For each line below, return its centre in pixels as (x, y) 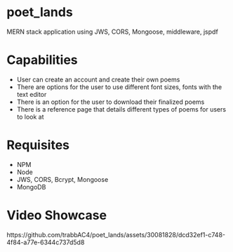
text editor (32, 94)
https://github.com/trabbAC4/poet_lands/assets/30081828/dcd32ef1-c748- (116, 234)
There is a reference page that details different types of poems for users (121, 109)
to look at (30, 117)
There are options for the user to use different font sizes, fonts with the (119, 87)
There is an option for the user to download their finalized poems (111, 102)
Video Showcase (56, 215)
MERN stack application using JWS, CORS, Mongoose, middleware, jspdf (112, 32)
